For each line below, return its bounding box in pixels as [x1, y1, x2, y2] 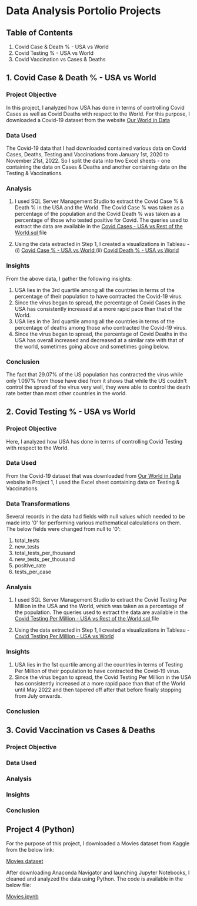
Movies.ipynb [6, 893, 39, 900]
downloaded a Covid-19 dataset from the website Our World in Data [6, 116, 171, 123]
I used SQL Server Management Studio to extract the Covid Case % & [14, 198, 183, 205]
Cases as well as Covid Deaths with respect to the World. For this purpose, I [6, 110, 190, 117]
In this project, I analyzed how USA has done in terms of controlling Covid [6, 104, 185, 111]
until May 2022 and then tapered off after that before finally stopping [14, 686, 182, 693]
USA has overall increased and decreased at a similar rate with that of [14, 336, 184, 343]
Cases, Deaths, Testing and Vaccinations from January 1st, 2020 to [6, 150, 169, 157]
